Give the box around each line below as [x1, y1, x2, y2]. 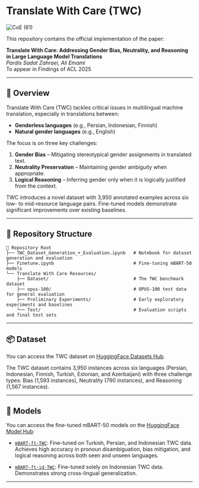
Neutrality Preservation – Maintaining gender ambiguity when [14, 163, 168, 170]
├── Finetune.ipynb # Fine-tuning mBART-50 [6, 260, 192, 266]
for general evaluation [6, 291, 65, 297]
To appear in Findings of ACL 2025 [6, 65, 92, 72]
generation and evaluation [6, 255, 73, 261]
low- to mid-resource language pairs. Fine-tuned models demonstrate [6, 200, 177, 207]
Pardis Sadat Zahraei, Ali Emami [6, 59, 86, 66]
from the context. [14, 182, 57, 189]
